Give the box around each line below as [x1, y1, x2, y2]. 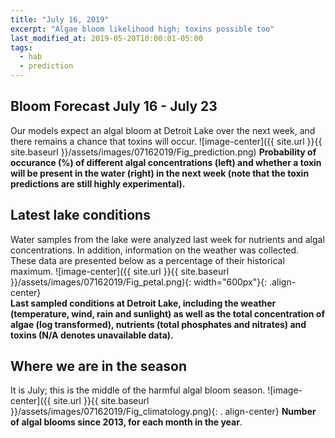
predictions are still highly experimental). [10, 177, 186, 190]
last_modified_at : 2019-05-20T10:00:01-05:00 [10, 33, 203, 43]
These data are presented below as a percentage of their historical [10, 254, 285, 266]
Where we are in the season [10, 358, 188, 375]
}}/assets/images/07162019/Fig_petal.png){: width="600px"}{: [10, 276, 268, 288]
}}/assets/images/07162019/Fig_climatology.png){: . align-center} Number [10, 406, 317, 418]
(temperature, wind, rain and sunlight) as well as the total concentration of [10, 307, 326, 320]
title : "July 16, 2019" [10, 14, 110, 25]
